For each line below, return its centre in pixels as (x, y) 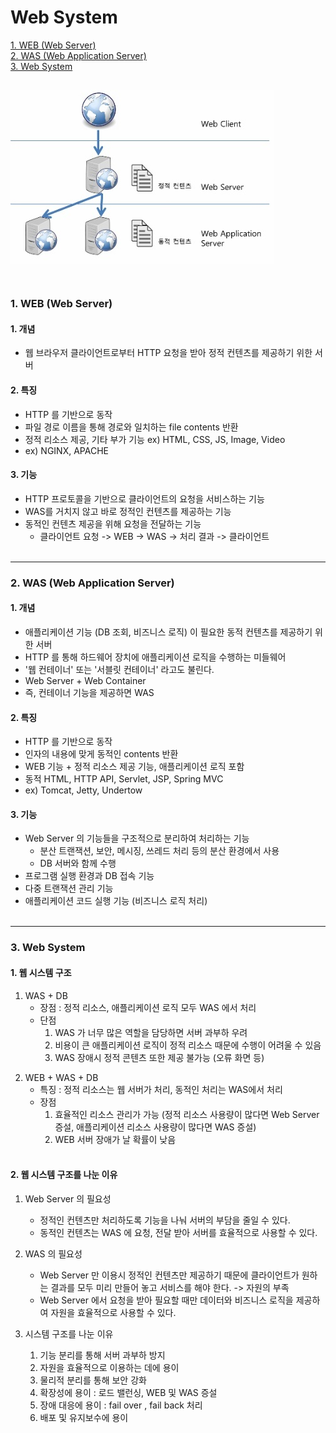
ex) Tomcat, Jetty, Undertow (83, 790)
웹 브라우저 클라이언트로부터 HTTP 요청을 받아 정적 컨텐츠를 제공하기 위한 (168, 353)
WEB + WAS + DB (61, 1077)
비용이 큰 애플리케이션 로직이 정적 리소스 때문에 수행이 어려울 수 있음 (188, 1045)
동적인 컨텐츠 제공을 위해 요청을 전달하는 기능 (113, 523)
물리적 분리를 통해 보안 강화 (93, 1380)
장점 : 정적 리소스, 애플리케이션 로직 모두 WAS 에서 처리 (148, 1007)
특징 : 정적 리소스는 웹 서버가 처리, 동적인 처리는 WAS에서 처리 (161, 1089)
